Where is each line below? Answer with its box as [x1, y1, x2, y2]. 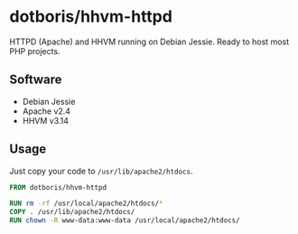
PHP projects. [9, 45, 61, 56]
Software [9, 72, 62, 88]
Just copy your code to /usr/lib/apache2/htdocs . [9, 165, 193, 176]
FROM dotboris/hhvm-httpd [9, 183, 107, 192]
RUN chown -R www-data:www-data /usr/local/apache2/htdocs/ [9, 216, 241, 225]
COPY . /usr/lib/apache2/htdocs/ [9, 208, 135, 217]
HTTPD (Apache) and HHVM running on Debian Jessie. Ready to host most [9, 36, 290, 47]
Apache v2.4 [22, 106, 70, 117]
